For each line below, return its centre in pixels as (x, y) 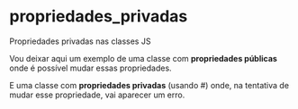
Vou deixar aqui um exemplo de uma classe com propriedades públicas (143, 58)
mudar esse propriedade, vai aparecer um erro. (97, 95)
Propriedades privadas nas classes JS (80, 41)
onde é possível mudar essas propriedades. (91, 68)
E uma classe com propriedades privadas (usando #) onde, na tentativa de (149, 85)
